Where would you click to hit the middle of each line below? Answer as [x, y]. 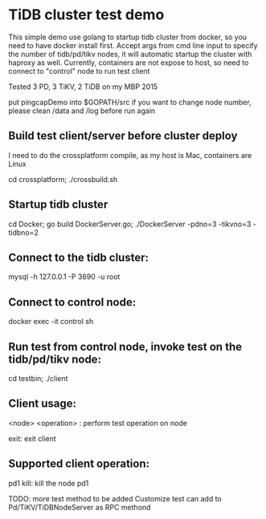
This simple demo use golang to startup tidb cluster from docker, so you [128, 37]
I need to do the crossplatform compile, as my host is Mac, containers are [130, 155]
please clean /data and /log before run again [82, 111]
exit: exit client [32, 438]
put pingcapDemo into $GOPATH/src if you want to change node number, [130, 102]
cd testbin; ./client [38, 378]
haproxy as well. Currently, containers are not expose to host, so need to [129, 63]
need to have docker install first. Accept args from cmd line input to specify [133, 45]
